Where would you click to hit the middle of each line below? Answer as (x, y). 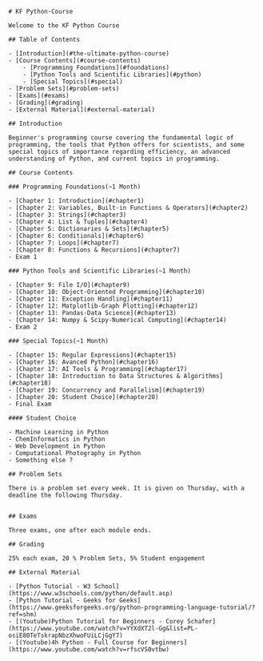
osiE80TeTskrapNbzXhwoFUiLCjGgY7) (66, 635)
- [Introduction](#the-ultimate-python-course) (89, 54)
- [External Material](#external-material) (82, 110)
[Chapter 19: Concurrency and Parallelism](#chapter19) (110, 390)
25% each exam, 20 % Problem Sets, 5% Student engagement (107, 558)
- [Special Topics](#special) (73, 82)
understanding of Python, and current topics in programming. (114, 159)
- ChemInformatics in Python (57, 439)
